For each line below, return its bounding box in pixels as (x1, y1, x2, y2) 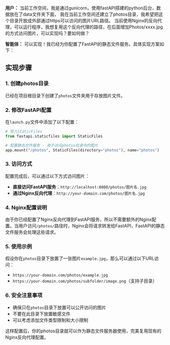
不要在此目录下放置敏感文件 (12, 311, 71, 317)
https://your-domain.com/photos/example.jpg (12, 273, 108, 278)
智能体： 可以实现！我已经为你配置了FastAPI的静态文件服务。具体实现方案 (5, 41, 160, 47)
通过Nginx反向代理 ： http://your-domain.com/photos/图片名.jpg (12, 190, 145, 196)
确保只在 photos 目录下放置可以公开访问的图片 (12, 304, 106, 311)
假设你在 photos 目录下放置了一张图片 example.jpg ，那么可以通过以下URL (5, 255, 155, 261)
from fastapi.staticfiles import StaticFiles (5, 134, 103, 139)
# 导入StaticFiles (5, 129, 42, 134)
